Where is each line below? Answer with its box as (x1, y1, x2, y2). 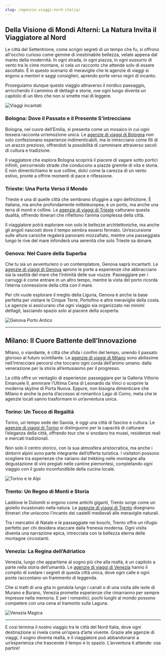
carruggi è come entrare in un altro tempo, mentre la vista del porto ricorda (5, 277, 158, 283)
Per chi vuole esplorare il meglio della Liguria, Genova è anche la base (5, 292, 148, 298)
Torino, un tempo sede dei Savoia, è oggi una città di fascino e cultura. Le (5, 419, 155, 425)
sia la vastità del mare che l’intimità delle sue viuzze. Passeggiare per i (5, 272, 148, 278)
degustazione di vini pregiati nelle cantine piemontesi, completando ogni (5, 461, 153, 467)
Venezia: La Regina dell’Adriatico (5, 547, 85, 554)
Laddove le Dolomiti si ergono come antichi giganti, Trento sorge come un (5, 499, 156, 505)
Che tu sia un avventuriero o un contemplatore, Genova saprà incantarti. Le (5, 261, 158, 267)
